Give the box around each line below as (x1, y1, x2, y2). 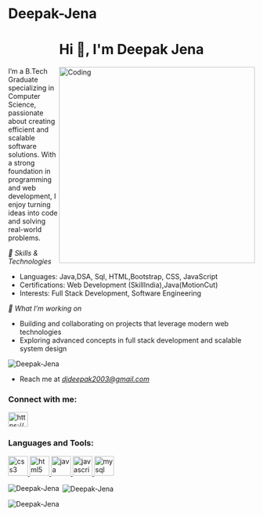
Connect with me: (8, 394, 77, 405)
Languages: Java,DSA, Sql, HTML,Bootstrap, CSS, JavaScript (19, 272, 218, 282)
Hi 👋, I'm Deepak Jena (59, 41, 204, 59)
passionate (8, 108, 44, 118)
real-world (8, 225, 42, 234)
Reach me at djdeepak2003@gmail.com (19, 374, 150, 384)
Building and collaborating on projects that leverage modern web (19, 319, 229, 329)
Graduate (8, 75, 38, 85)
